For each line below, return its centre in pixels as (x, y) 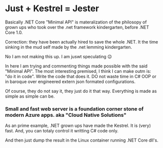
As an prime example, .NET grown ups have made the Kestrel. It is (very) (78, 126)
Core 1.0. (14, 32)
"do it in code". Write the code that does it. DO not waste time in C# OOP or (81, 76)
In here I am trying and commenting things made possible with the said (76, 66)
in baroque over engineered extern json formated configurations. (70, 82)
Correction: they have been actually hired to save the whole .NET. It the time (82, 42)
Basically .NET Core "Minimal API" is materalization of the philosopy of (76, 22)
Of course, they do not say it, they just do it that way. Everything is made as (81, 91)
